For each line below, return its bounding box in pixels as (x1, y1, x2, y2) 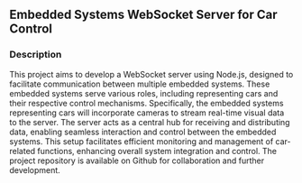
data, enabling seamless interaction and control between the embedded (9, 126, 277, 137)
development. (9, 164, 60, 175)
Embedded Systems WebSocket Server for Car (9, 7, 278, 23)
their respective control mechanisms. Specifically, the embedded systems (9, 97, 284, 108)
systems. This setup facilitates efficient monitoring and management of (9, 135, 274, 147)
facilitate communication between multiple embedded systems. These (9, 78, 270, 89)
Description (9, 49, 62, 61)
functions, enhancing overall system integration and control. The (37, 145, 278, 156)
